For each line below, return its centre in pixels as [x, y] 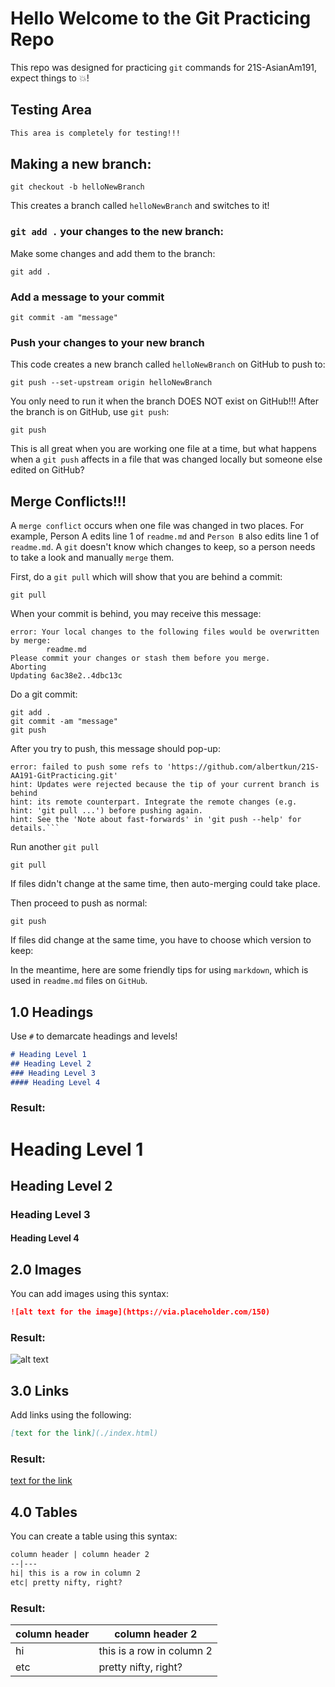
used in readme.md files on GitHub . [79, 981]
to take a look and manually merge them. [92, 558]
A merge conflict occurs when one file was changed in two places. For [157, 526]
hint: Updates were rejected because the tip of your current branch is [165, 785]
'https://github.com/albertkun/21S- [243, 767]
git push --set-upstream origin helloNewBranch [111, 383]
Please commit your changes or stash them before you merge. [140, 658]
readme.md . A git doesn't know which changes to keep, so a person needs [163, 547]
